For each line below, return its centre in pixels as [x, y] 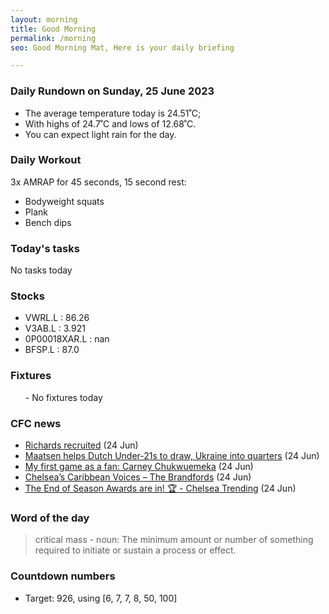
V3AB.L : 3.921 [55, 328]
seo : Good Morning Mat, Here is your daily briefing [122, 47]
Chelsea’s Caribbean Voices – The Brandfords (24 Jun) [138, 477]
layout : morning [44, 19]
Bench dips [48, 222]
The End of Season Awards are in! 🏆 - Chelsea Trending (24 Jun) [160, 488]
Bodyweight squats [64, 201]
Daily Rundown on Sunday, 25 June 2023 [112, 91]
